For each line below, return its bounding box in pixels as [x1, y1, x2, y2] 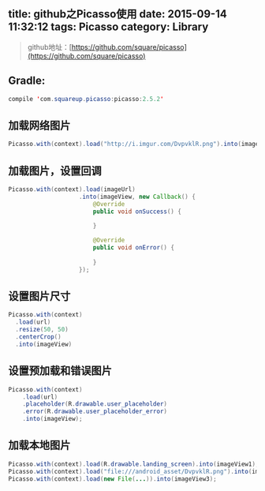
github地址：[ [27, 42, 73, 51]
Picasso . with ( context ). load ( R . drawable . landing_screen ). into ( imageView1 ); [8, 460, 259, 468]
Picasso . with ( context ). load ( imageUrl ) [8, 186, 136, 193]
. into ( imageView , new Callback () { [78, 193, 196, 201]
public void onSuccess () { [92, 208, 181, 216]
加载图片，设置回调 [8, 164, 102, 178]
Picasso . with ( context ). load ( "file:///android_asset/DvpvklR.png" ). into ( [8, 467, 252, 475]
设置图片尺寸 [8, 290, 71, 303]
